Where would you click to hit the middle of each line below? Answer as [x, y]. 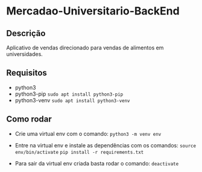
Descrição [26, 33]
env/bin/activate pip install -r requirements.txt [79, 152]
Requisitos [27, 73]
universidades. [25, 54]
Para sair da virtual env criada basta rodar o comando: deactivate [97, 163]
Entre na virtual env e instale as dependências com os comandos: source [106, 145]
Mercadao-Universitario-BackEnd [93, 11]
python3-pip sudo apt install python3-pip [69, 94]
